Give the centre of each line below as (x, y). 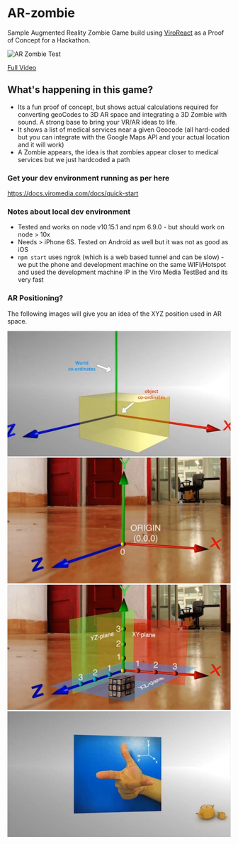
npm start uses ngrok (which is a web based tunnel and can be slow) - (121, 257)
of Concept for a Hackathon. (49, 40)
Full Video (22, 67)
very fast (30, 280)
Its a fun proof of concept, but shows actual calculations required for (118, 107)
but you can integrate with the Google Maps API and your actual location (124, 137)
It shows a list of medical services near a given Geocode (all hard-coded (124, 130)
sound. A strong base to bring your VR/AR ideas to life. (97, 122)
